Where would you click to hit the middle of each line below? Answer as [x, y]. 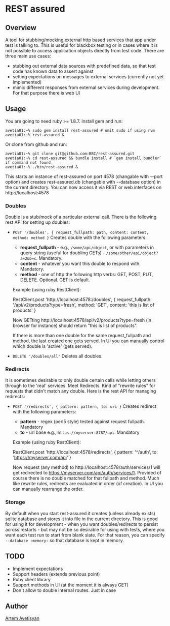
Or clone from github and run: [36, 144]
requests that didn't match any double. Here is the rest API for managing [81, 391]
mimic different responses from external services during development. [86, 87]
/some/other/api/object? [132, 253]
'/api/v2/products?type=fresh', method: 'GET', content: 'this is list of [83, 305]
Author [16, 606]
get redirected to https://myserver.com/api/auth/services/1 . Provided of [87, 473]
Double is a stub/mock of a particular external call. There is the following [81, 217]
